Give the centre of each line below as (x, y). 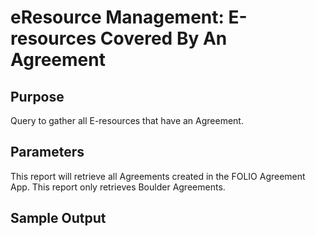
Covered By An (163, 38)
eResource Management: (117, 17)
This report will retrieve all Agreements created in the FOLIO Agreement (158, 176)
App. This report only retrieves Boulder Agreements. (118, 187)
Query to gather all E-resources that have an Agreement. (127, 120)
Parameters (47, 152)
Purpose (37, 96)
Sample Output (58, 218)
